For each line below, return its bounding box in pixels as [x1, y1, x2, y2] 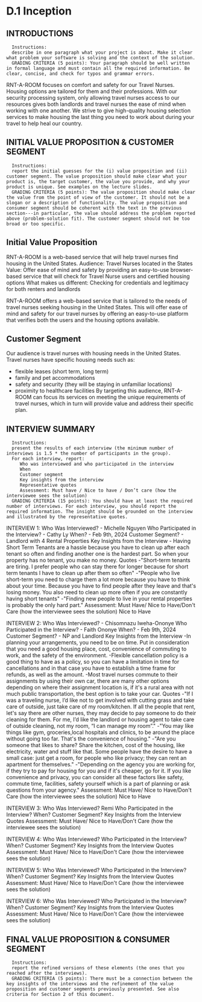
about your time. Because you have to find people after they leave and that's [6, 582, 197, 589]
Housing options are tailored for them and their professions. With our [6, 88, 177, 95]
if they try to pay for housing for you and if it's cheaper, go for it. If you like [6, 767, 192, 774]
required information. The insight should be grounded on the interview [6, 509, 193, 515]
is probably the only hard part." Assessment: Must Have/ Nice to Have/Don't [6, 602, 196, 609]
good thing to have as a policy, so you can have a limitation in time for [6, 658, 180, 666]
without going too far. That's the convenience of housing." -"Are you [6, 735, 176, 742]
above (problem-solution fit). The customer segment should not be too [6, 216, 190, 222]
